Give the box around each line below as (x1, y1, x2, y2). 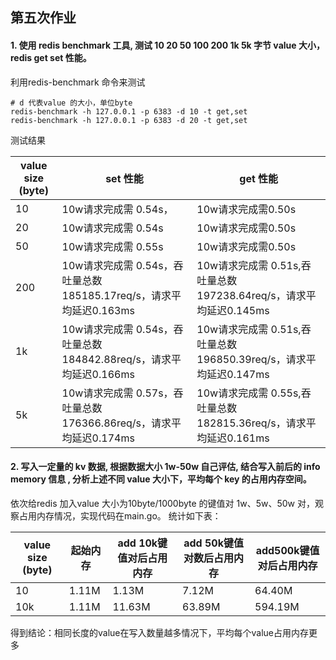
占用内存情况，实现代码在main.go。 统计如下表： (18, 509, 222, 522)
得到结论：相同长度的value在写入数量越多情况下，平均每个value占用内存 (10, 626, 309, 638)
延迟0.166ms (71, 367, 135, 381)
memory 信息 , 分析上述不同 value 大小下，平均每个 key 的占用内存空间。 (10, 473, 312, 485)
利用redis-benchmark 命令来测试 (10, 76, 146, 88)
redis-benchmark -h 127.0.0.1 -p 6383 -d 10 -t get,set (10, 106, 248, 117)
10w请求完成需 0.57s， (61, 386, 174, 400)
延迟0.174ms (71, 431, 135, 445)
